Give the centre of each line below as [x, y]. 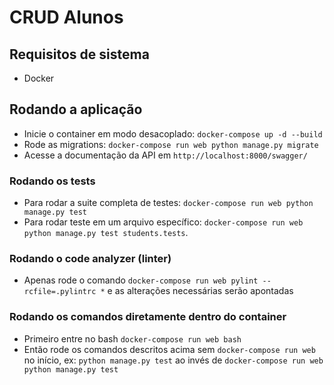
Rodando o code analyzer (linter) [90, 259]
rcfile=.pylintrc [60, 292]
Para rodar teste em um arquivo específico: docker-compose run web [163, 222]
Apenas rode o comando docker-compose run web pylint [141, 280]
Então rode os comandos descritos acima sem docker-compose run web [169, 349]
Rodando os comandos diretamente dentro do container [148, 317]
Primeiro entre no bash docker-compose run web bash [132, 338]
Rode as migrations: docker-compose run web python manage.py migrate [171, 144]
